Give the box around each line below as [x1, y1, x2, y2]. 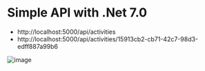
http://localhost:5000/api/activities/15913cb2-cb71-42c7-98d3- [17, 34, 199, 43]
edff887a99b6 [17, 42, 59, 50]
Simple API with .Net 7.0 [7, 5, 147, 21]
